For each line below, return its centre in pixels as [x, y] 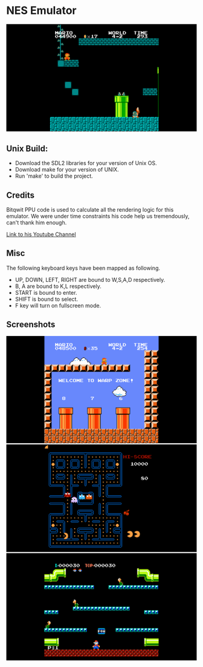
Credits [21, 195]
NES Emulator [41, 11]
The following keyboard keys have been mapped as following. [83, 268]
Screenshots [31, 325]
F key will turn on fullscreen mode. [58, 305]
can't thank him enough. [37, 223]
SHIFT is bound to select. [47, 299]
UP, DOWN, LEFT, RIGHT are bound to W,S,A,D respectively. [90, 280]
